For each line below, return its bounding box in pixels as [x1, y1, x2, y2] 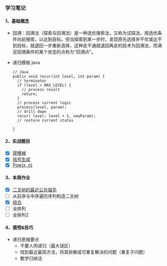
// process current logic [17, 101, 71, 106]
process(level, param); [17, 105, 67, 110]
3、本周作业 [5, 174, 31, 181]
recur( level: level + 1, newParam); [17, 114, 96, 119]
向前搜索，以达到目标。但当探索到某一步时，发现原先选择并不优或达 [17, 36, 158, 42]
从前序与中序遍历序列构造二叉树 [12, 193, 79, 199]
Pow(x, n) [12, 162, 33, 168]
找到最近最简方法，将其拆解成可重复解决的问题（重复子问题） [20, 249, 148, 255]
